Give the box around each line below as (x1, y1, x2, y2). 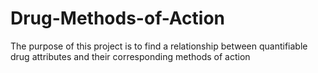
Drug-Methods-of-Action (10, 7, 226, 30)
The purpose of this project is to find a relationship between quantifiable (10, 40, 308, 52)
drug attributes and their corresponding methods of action (10, 50, 251, 62)
